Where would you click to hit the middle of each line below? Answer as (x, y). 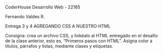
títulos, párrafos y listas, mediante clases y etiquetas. (59, 46)
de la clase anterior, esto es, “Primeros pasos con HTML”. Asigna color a (79, 41)
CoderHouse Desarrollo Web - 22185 (43, 7)
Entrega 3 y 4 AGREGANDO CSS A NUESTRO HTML (58, 26)
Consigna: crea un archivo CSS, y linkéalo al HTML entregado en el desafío (81, 36)
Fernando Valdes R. (25, 16)
